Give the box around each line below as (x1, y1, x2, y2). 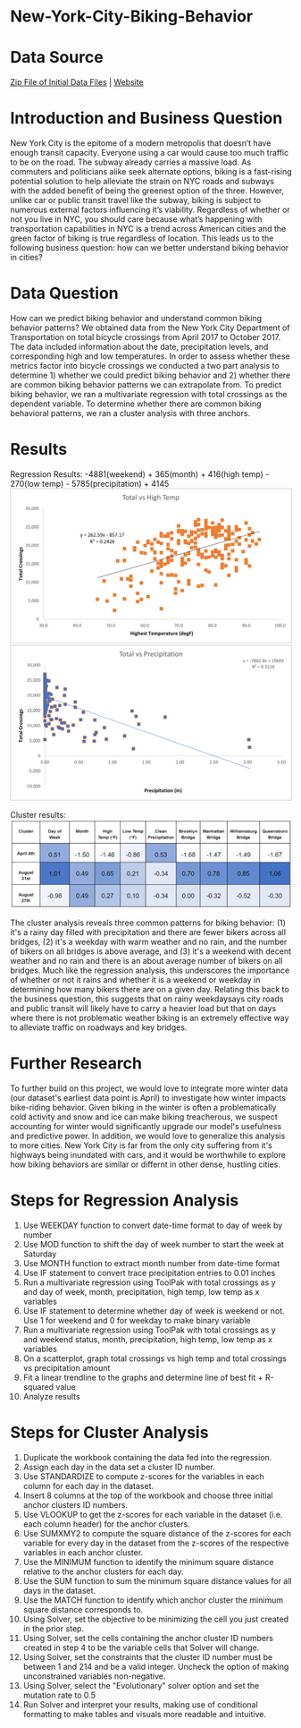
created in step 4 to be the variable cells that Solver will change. (22, 1642, 260, 1653)
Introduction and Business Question (10, 108, 283, 129)
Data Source (10, 47, 104, 68)
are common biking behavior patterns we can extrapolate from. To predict (10, 379, 282, 390)
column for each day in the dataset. (22, 1480, 155, 1491)
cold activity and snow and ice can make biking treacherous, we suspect (10, 1111, 278, 1122)
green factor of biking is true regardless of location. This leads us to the (10, 233, 274, 243)
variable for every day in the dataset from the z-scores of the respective (22, 1537, 289, 1548)
